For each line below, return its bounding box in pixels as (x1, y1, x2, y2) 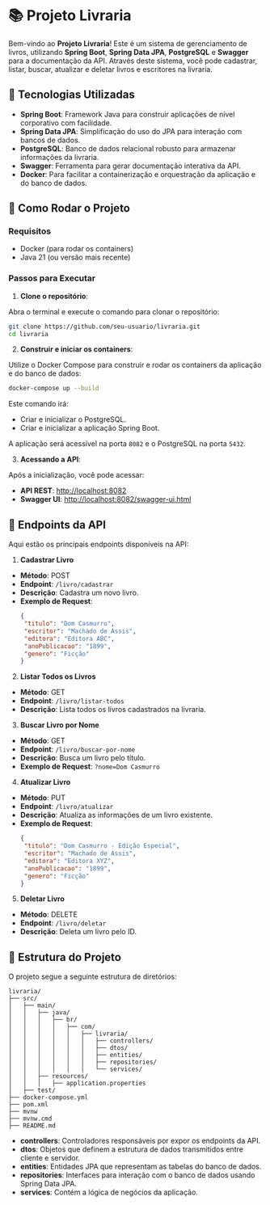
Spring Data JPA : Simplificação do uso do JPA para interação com (19, 126, 243, 136)
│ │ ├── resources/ (8, 1072, 89, 1081)
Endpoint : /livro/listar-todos (19, 696, 124, 706)
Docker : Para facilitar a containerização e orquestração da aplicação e (19, 169, 256, 179)
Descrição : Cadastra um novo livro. (19, 588, 139, 598)
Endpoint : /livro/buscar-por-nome (19, 744, 136, 754)
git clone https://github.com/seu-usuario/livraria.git (8, 322, 200, 331)
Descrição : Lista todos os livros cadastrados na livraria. (19, 705, 206, 714)
